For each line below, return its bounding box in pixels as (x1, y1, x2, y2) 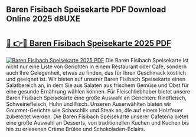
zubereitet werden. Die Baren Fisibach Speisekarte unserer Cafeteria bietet (6, 113, 189, 120)
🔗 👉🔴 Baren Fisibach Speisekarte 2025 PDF (6, 38, 171, 48)
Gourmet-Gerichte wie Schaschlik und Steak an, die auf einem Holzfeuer (6, 107, 183, 113)
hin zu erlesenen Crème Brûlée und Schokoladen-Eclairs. (6, 126, 146, 132)
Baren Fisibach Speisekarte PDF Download (6, 5, 166, 15)
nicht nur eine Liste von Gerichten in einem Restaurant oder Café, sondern (6, 63, 187, 70)
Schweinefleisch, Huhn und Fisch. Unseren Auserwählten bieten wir (6, 101, 172, 108)
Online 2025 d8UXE (6, 14, 81, 24)
